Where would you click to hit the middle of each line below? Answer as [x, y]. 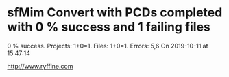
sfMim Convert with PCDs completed [115, 13]
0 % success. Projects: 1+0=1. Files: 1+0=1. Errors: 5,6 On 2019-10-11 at [108, 46]
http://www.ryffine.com [40, 66]
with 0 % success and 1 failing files [109, 27]
